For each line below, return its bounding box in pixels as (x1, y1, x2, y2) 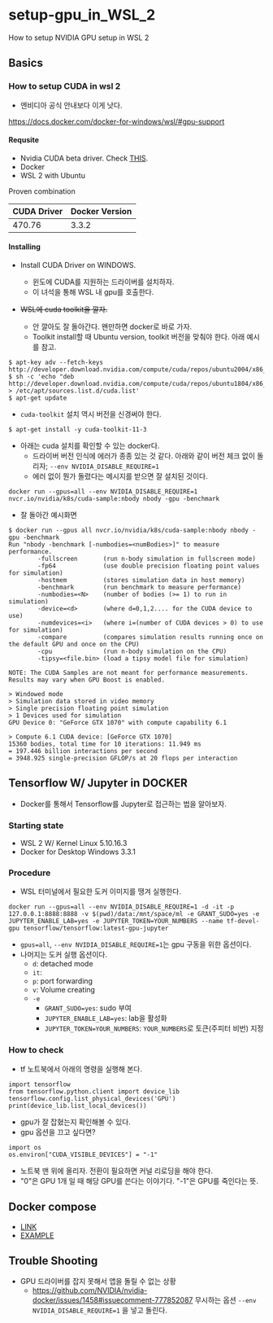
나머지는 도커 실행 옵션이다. (19, 950, 108, 960)
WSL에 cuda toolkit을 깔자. (19, 304, 108, 314)
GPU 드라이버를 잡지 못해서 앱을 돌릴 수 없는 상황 (19, 1277, 176, 1286)
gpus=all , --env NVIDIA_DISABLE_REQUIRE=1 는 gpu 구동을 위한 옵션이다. (19, 940, 252, 949)
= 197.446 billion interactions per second (8, 747, 158, 756)
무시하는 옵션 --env (194, 1295, 257, 1305)
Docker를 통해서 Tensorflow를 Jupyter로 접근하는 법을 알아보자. (19, 799, 227, 808)
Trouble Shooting (8, 1254, 98, 1268)
